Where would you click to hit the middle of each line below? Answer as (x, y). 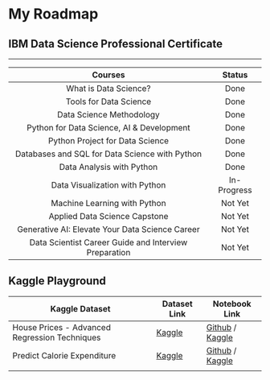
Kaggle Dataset (80, 308)
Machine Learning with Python (108, 203)
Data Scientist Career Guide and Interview (108, 242)
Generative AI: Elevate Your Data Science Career (108, 229)
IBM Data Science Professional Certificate (116, 44)
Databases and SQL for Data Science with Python (108, 154)
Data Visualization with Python (108, 185)
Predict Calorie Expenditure (64, 355)
